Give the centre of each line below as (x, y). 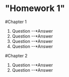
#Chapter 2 (16, 55)
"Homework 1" (35, 8)
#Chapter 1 (16, 22)
